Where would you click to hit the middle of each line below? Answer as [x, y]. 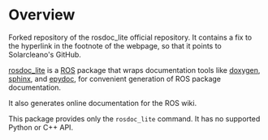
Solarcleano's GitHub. [45, 54]
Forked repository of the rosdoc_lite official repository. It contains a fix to [130, 37]
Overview [42, 15]
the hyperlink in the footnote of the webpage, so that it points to [115, 45]
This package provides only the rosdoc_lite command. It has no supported [134, 118]
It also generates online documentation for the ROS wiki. [103, 103]
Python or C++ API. [41, 127]
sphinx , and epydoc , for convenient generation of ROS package [115, 78]
